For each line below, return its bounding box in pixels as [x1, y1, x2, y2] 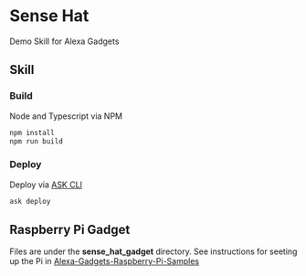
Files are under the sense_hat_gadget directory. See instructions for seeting [9, 246, 298, 257]
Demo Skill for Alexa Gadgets [9, 36, 120, 47]
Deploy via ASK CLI [9, 179, 83, 190]
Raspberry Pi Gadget [9, 221, 131, 238]
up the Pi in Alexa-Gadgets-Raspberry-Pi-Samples [9, 256, 199, 267]
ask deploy [9, 196, 51, 206]
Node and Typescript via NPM [9, 111, 123, 122]
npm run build [9, 136, 64, 146]
